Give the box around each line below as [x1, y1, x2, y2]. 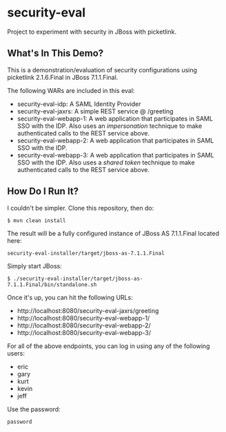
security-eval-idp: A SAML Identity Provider [17, 100, 141, 108]
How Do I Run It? [7, 186, 79, 197]
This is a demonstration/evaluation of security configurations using [7, 65, 198, 74]
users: [7, 349, 25, 357]
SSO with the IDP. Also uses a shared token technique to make [17, 158, 195, 166]
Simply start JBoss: [7, 261, 62, 270]
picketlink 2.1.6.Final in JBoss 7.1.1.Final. [7, 73, 119, 81]
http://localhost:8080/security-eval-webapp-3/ [17, 328, 152, 336]
